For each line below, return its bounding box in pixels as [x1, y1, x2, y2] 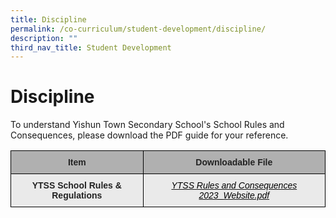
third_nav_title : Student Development [10, 42, 172, 53]
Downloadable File [195, 157, 273, 168]
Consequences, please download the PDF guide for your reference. [10, 129, 289, 141]
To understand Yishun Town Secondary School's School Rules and [10, 119, 285, 131]
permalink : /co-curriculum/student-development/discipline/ [10, 24, 267, 34]
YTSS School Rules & [31, 180, 122, 191]
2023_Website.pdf [198, 190, 270, 201]
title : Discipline [10, 14, 87, 25]
